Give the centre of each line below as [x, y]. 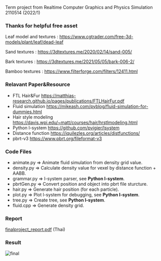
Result [13, 243]
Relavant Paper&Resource [38, 84]
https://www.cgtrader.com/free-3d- [96, 37]
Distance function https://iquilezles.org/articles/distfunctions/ [76, 133]
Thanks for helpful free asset [42, 26]
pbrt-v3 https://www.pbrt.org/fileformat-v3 [57, 138]
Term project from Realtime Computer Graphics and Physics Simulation [79, 7]
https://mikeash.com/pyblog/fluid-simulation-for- [97, 106]
